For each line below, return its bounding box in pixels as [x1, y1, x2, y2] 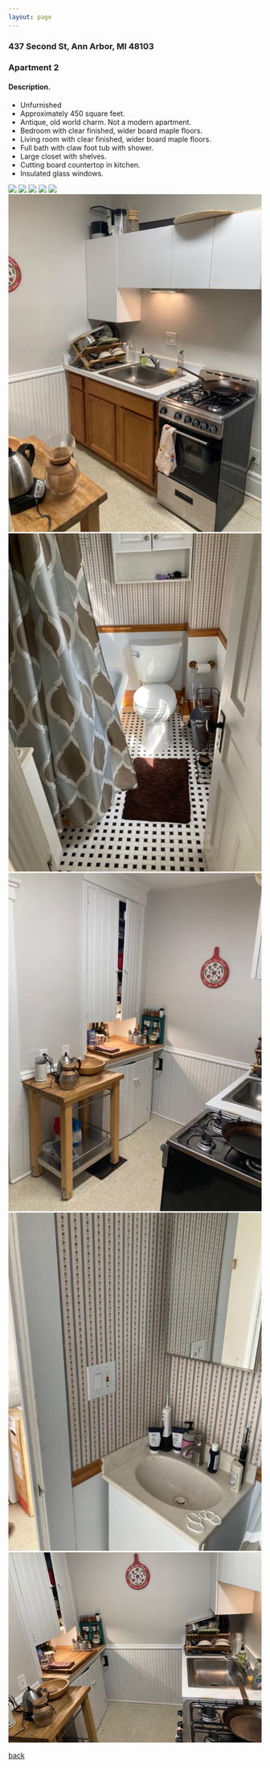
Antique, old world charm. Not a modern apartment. [19, 117, 191, 126]
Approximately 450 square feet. [19, 109, 125, 118]
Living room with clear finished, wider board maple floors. [19, 134, 211, 144]
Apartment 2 [8, 62, 59, 73]
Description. [8, 82, 51, 92]
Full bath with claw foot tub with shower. [19, 143, 154, 152]
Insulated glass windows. [19, 168, 104, 178]
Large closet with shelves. [19, 151, 107, 161]
